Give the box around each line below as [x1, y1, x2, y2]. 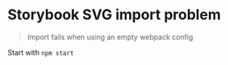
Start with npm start [7, 47, 74, 57]
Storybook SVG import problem [7, 6, 222, 24]
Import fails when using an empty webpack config [26, 32, 193, 42]
